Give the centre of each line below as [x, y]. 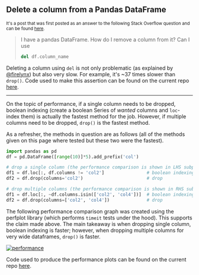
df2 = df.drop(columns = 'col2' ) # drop [84, 179]
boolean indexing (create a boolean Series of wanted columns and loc [92, 110]
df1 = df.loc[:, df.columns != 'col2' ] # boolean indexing [100, 173]
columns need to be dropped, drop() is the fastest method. [78, 122]
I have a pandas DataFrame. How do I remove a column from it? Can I [105, 39]
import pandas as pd [32, 151]
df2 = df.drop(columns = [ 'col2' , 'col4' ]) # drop [84, 200]
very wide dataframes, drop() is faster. [53, 237]
